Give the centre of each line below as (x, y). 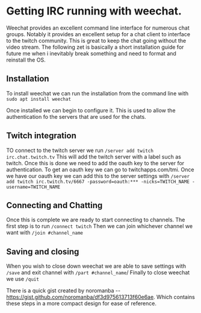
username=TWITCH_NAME (33, 187)
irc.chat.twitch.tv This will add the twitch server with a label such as (94, 156)
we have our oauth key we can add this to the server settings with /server (98, 175)
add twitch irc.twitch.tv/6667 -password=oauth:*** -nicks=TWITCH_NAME (98, 182)
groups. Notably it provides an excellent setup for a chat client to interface (98, 34)
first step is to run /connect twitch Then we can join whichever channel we (100, 226)
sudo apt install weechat (39, 99)
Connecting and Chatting (54, 205)
